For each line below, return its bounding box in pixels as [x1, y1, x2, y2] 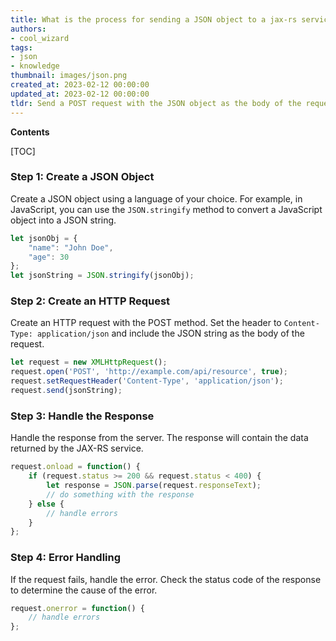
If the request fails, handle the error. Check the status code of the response [10, 573, 322, 585]
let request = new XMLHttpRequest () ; [10, 357, 168, 368]
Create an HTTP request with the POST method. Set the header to [10, 317, 282, 329]
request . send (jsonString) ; [10, 386, 123, 396]
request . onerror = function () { [10, 603, 145, 613]
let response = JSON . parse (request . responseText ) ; [46, 481, 262, 491]
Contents [10, 126, 50, 138]
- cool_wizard [10, 33, 70, 43]
